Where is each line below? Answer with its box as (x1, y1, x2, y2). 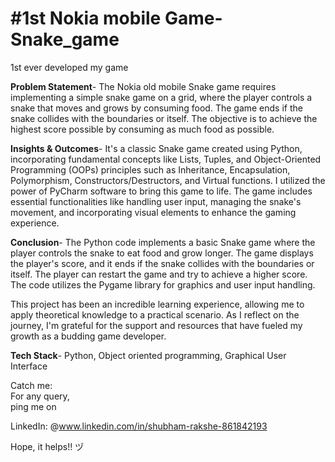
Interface (10, 360, 48, 372)
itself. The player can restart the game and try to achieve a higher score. (10, 268, 308, 280)
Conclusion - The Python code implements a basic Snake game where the (10, 236, 316, 248)
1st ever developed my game (10, 61, 129, 73)
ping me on (10, 400, 57, 412)
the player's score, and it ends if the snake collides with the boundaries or (10, 257, 315, 269)
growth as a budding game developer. (10, 330, 167, 342)
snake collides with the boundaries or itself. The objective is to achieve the (10, 112, 318, 124)
